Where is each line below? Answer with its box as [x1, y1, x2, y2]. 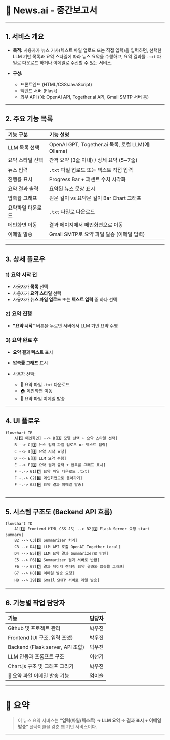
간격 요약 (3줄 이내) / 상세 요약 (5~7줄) [49, 156, 138, 163]
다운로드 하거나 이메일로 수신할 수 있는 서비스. [22, 59, 113, 66]
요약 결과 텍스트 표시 [12, 349, 53, 355]
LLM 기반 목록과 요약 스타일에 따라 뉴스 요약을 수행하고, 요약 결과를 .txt [12, 53, 156, 59]
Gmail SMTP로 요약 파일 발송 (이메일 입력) [49, 231, 145, 238]
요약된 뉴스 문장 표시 [49, 185, 95, 192]
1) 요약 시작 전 [5, 271, 37, 278]
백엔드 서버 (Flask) [20, 87, 58, 94]
